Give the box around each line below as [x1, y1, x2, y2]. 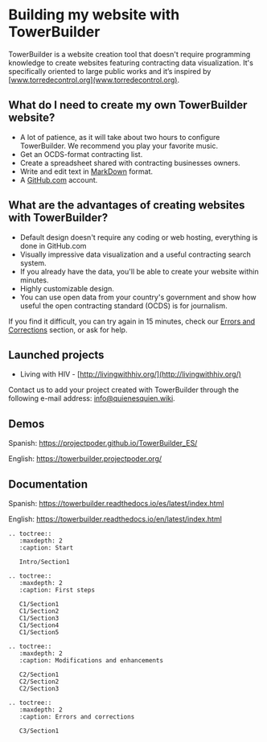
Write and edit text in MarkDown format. [19, 167, 154, 176]
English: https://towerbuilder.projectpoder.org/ [8, 454, 162, 464]
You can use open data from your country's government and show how [19, 292, 257, 302]
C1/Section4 [18, 621, 60, 629]
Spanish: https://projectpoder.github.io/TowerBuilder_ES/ [8, 439, 198, 448]
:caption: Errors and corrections [18, 713, 135, 721]
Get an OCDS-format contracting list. [19, 149, 143, 159]
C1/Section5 [18, 629, 60, 637]
